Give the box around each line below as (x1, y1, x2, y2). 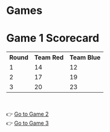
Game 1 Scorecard (6, 31, 100, 45)
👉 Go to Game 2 (6, 110, 49, 118)
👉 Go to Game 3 (6, 119, 49, 127)
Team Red (34, 53, 64, 62)
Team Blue (69, 53, 101, 62)
